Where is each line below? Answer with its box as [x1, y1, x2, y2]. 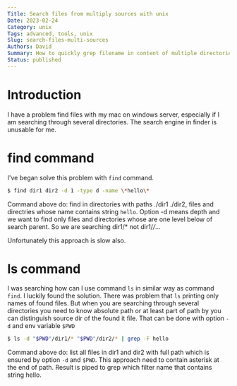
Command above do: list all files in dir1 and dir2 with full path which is [7, 348, 209, 357]
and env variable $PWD [12, 322, 75, 330]
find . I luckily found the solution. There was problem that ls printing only [7, 291, 219, 300]
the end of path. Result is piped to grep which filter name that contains [7, 363, 212, 372]
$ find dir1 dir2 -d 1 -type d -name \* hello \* [7, 187, 150, 194]
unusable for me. [7, 125, 56, 134]
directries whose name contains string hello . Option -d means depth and [7, 207, 220, 216]
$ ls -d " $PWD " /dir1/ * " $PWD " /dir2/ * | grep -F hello [7, 335, 169, 343]
